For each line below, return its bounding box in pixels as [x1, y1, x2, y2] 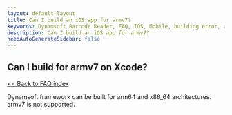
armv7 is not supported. [7, 100, 75, 108]
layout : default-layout [7, 10, 76, 17]
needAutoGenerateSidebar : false [7, 36, 100, 43]
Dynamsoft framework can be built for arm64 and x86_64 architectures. [7, 92, 212, 101]
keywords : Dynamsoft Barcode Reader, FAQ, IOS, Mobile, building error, [7, 23, 221, 30]
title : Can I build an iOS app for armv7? [7, 17, 131, 23]
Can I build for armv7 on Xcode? [7, 61, 148, 73]
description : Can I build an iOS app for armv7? [7, 29, 150, 36]
